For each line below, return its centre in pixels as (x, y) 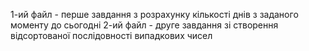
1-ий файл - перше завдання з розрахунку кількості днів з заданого (154, 14)
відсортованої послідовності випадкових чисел (111, 35)
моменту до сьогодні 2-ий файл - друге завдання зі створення (144, 25)
